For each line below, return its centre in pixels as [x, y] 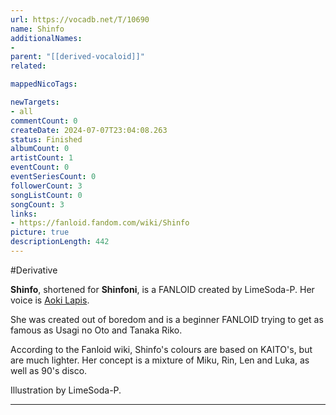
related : [28, 66]
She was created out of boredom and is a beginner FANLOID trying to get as [167, 319]
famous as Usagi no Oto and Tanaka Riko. [96, 330]
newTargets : [35, 102]
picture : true [40, 232]
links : [24, 214]
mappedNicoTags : [44, 84]
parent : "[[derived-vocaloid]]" [77, 57]
